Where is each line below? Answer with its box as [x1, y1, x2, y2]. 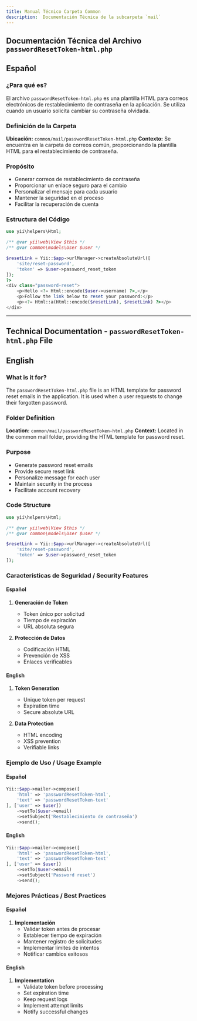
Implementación [14, 919, 56, 926]
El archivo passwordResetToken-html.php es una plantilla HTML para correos [6, 95, 189, 102]
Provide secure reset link [14, 468, 75, 475]
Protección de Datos [14, 635, 66, 642]
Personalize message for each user [14, 474, 101, 481]
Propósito [6, 162, 35, 171]
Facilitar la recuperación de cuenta [14, 201, 98, 208]
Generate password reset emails [14, 461, 93, 468]
